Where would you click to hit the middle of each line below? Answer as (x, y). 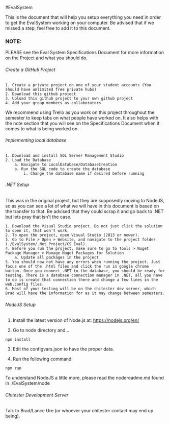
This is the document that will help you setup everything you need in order (83, 17)
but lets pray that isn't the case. (38, 217)
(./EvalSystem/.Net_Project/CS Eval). (46, 244)
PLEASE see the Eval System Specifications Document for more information (85, 53)
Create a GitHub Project (30, 69)
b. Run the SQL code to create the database (62, 169)
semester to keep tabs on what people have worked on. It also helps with (82, 117)
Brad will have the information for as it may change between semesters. (85, 293)
